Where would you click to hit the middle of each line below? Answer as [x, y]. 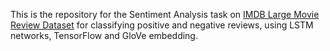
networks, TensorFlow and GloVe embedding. [104, 35]
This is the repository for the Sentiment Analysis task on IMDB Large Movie [165, 14]
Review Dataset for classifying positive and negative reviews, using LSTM [162, 25]
